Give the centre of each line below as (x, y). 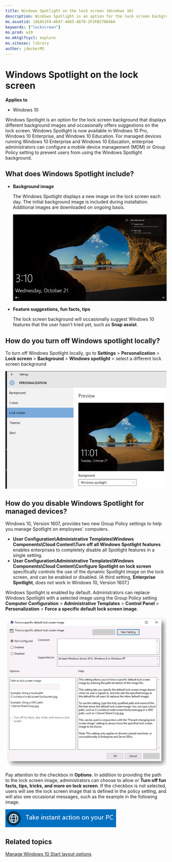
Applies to (16, 99)
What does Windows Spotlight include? (70, 174)
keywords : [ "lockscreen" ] (33, 27)
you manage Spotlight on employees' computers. (57, 529)
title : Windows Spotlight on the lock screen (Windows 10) (70, 11)
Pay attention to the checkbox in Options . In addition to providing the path (83, 775)
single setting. (27, 555)
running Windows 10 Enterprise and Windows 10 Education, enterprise (79, 142)
